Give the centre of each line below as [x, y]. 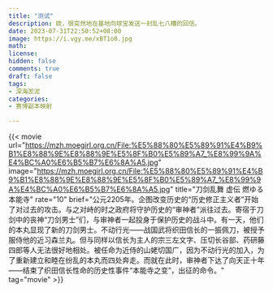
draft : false [30, 76]
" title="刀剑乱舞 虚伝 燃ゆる [217, 189]
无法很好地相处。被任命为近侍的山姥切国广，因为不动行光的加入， [147, 250]
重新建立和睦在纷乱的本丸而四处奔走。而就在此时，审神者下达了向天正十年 [140, 260]
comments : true [34, 69]
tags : [17, 84]
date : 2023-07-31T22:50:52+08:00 [65, 31]
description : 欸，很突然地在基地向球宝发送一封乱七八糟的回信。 [105, 24]
